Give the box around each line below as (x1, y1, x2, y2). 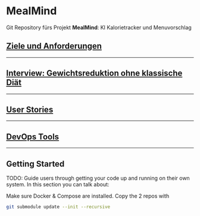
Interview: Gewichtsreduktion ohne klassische (6, 68, 183, 79)
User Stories (6, 104, 54, 114)
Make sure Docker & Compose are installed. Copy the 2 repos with (6, 192, 170, 199)
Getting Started (6, 159, 65, 169)
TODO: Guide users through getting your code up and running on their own (6, 174, 190, 181)
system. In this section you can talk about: (6, 181, 110, 188)
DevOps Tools (6, 132, 60, 142)
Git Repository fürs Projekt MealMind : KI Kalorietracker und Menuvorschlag (6, 24, 192, 31)
